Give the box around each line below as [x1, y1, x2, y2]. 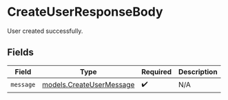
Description [178, 66, 218, 76]
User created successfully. [7, 27, 83, 35]
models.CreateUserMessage [42, 80, 135, 90]
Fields [7, 47, 34, 58]
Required [141, 66, 172, 76]
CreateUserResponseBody [7, 4, 163, 20]
